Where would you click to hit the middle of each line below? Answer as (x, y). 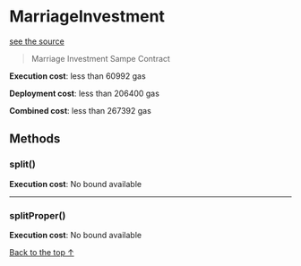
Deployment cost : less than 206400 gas (84, 93)
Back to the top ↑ (42, 252)
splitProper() (38, 215)
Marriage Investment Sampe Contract (100, 58)
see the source (37, 41)
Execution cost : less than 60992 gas (77, 76)
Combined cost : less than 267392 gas (81, 110)
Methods (35, 139)
